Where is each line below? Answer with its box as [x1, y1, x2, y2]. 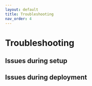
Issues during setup [5, 57, 67, 65]
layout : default [5, 7, 38, 12]
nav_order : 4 [5, 16, 32, 21]
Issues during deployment [5, 73, 87, 82]
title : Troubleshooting [5, 12, 54, 17]
